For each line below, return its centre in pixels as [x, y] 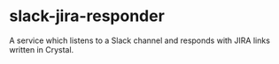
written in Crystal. [42, 49]
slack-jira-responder [87, 16]
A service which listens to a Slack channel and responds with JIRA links [139, 40]
